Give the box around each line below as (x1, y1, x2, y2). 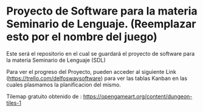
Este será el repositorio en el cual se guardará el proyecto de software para (6, 50, 195, 57)
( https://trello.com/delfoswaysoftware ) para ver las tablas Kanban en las (6, 74, 187, 82)
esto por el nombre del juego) (6, 30, 158, 44)
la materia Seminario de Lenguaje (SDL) (6, 56, 106, 64)
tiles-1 (6, 99, 22, 107)
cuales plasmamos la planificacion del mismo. (6, 81, 122, 88)
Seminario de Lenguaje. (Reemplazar (6, 17, 196, 31)
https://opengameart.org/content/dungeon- (83, 93, 193, 100)
